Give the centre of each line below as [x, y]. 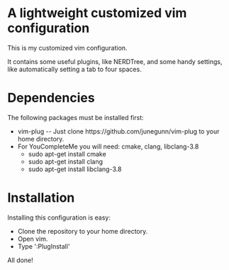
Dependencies [51, 98]
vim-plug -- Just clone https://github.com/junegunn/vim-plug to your [118, 131]
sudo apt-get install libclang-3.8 [75, 169]
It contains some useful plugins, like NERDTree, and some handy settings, [115, 61]
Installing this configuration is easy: [59, 217]
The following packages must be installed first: [76, 117]
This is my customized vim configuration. [67, 48]
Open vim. [33, 239]
